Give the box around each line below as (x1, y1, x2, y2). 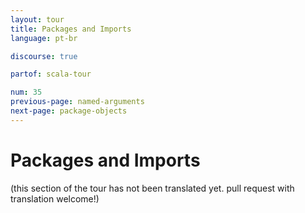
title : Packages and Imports (10, 24, 132, 34)
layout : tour (10, 14, 65, 25)
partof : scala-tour (10, 69, 92, 80)
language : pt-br (10, 33, 78, 43)
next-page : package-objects (10, 106, 128, 116)
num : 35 (10, 87, 43, 98)
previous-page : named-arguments (10, 97, 145, 107)
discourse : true (10, 51, 78, 61)
